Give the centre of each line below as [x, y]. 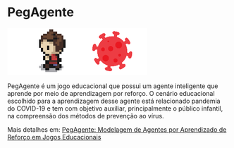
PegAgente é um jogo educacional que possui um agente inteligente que [113, 86]
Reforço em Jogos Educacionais [54, 137]
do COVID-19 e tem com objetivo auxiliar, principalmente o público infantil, [115, 108]
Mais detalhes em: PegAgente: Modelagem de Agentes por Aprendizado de [117, 129]
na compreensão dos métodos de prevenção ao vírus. [86, 116]
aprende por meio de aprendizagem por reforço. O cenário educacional [111, 93]
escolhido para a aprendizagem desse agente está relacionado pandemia [114, 101]
